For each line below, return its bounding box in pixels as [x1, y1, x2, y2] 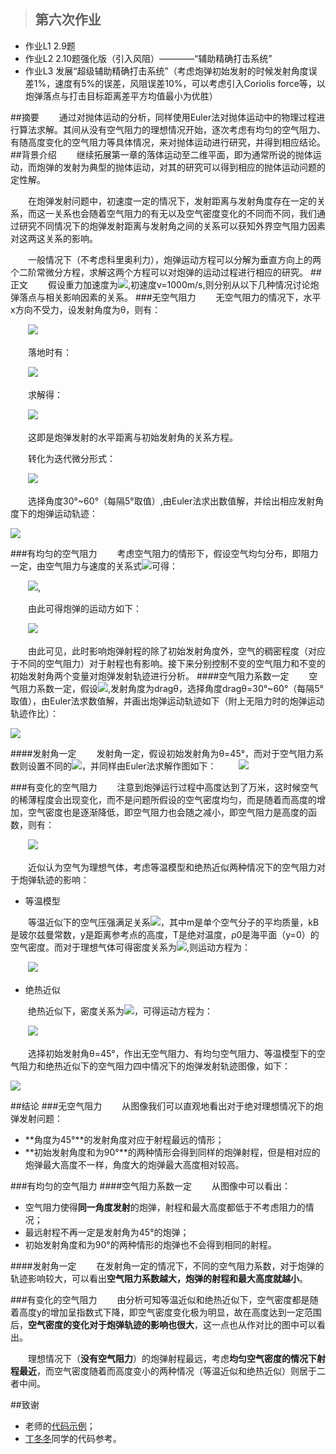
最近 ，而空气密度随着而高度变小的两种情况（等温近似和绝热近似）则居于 [18, 1365, 317, 1377]
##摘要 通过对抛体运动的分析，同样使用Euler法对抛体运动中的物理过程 [10, 111, 317, 123]
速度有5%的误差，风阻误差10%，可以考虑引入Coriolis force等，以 [54, 77, 326, 89]
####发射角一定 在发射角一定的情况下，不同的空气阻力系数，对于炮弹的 [10, 1260, 325, 1272]
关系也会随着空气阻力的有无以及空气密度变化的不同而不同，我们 [53, 207, 317, 219]
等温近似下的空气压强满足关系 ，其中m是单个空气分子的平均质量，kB [27, 916, 320, 928]
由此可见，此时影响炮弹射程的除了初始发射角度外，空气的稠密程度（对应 [27, 645, 326, 657]
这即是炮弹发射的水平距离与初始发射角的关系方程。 [27, 431, 238, 443]
